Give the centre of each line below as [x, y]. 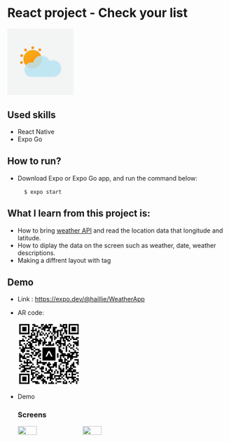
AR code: [30, 313]
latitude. [29, 238]
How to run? [34, 161]
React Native [36, 131]
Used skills [32, 115]
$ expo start [43, 192]
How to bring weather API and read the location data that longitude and [120, 230]
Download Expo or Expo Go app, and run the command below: [107, 178]
